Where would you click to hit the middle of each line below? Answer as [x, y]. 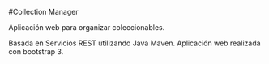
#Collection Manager [43, 12]
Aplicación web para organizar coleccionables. [87, 27]
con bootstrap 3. [36, 51]
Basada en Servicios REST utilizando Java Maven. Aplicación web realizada [134, 43]
